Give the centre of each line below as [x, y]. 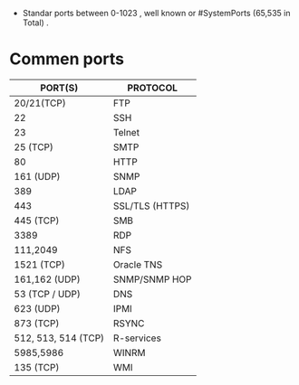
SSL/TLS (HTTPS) [151, 205]
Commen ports [67, 59]
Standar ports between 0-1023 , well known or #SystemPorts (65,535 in [156, 13]
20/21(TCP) [40, 103]
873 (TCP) [37, 323]
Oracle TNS [138, 264]
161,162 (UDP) [48, 279]
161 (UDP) [37, 176]
